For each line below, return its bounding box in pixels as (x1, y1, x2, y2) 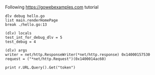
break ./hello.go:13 (5, 22, 48, 27)
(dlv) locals (5, 31, 32, 36)
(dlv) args (5, 48, 27, 53)
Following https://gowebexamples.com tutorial (5, 4, 99, 10)
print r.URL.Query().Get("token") (5, 65, 76, 70)
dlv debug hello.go (5, 14, 45, 19)
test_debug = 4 (5, 39, 36, 44)
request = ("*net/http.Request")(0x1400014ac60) (5, 56, 106, 61)
